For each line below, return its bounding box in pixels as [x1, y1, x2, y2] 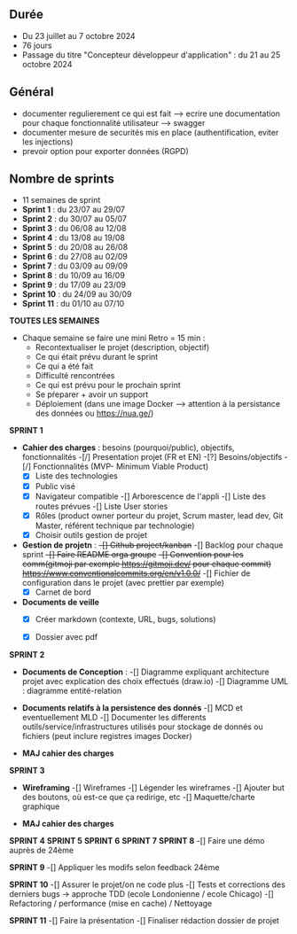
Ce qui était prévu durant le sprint [35, 352, 159, 362]
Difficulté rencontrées [35, 370, 115, 381]
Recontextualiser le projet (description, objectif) [35, 342, 210, 353]
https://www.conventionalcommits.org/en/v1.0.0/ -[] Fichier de [21, 567, 251, 579]
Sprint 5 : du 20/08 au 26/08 [21, 242, 129, 253]
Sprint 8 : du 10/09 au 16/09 [21, 270, 126, 281]
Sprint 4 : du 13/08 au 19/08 [21, 232, 126, 243]
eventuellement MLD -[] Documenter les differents [21, 712, 207, 722]
